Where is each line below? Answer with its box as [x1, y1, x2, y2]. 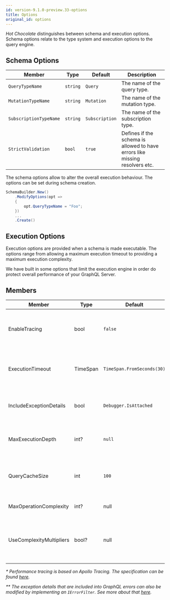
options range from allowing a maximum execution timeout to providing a [6, 251, 158, 257]
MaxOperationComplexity [8, 503, 69, 510]
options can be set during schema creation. [6, 180, 96, 186]
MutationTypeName [8, 98, 50, 104]
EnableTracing [8, 325, 42, 332]
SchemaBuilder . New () [6, 190, 49, 195]
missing [121, 155, 140, 162]
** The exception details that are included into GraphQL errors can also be [6, 583, 161, 589]
